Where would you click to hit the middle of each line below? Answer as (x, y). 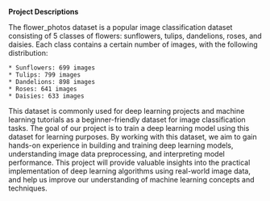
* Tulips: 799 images (45, 75)
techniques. (28, 188)
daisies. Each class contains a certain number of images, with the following (133, 44)
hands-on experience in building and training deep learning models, (121, 145)
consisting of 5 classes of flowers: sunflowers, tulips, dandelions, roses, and (135, 36)
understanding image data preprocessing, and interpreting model (117, 154)
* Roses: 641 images (43, 89)
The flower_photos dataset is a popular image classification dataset (120, 27)
